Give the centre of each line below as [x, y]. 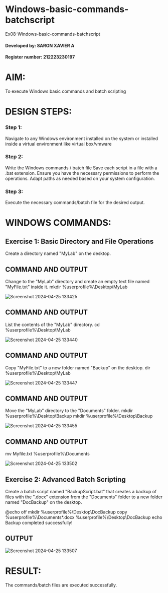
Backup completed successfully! [39, 523]
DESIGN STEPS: [39, 112]
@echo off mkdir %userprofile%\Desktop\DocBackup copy [66, 512]
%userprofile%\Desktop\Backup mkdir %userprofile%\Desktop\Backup [79, 416]
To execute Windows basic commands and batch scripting [66, 91]
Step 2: [14, 157]
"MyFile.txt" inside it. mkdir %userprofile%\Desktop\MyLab [66, 287]
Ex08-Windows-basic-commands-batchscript [53, 34]
